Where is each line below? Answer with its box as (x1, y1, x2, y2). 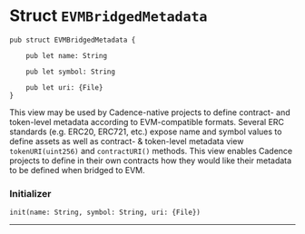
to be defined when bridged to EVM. (9, 164, 145, 175)
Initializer (9, 187, 52, 200)
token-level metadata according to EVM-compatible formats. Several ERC (9, 116, 284, 127)
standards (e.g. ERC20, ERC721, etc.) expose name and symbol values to (9, 126, 282, 137)
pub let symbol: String (25, 67, 116, 76)
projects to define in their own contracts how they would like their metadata (9, 155, 292, 166)
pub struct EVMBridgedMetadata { (9, 35, 136, 44)
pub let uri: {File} (25, 83, 103, 92)
